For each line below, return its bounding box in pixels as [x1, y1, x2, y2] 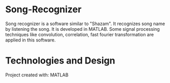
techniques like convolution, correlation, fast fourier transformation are [5, 31, 154, 37]
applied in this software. [5, 37, 56, 43]
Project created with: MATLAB [5, 72, 69, 78]
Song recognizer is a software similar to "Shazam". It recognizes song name [5, 20, 165, 27]
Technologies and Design [5, 55, 115, 67]
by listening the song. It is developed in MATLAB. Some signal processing [5, 26, 160, 32]
